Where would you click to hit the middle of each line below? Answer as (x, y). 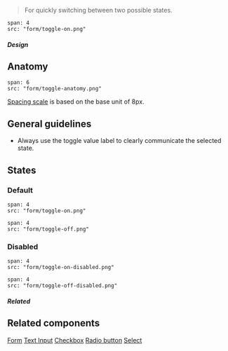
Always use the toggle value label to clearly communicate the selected (119, 141)
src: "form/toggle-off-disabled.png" (62, 286)
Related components (54, 323)
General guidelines (49, 124)
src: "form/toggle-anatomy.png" (54, 89)
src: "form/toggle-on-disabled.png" (61, 268)
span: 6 (19, 83)
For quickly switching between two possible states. (99, 10)
